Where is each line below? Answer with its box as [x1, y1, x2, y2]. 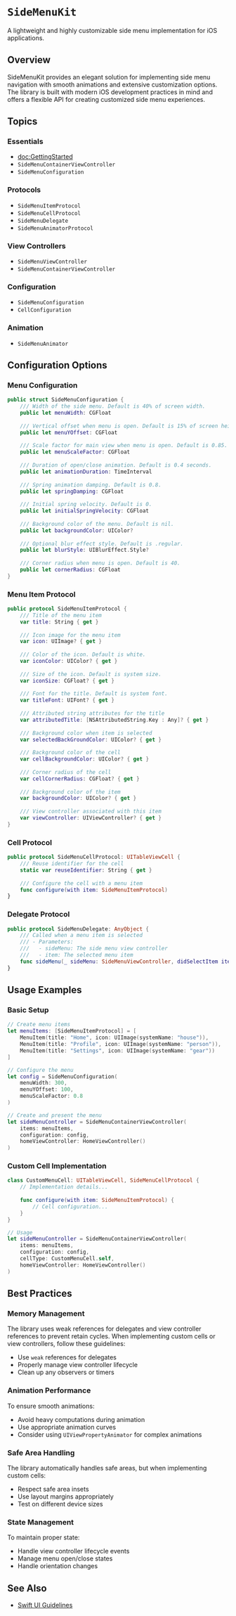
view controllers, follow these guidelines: [7, 1340, 126, 1348]
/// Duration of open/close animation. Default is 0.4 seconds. [20, 462, 212, 469]
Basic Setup [7, 1005, 49, 1015]
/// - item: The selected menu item [20, 952, 133, 959]
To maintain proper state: [7, 1533, 80, 1541]
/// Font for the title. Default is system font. [20, 690, 169, 697]
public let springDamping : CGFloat [20, 488, 124, 495]
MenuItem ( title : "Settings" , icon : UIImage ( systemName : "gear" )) [20, 1047, 216, 1054]
